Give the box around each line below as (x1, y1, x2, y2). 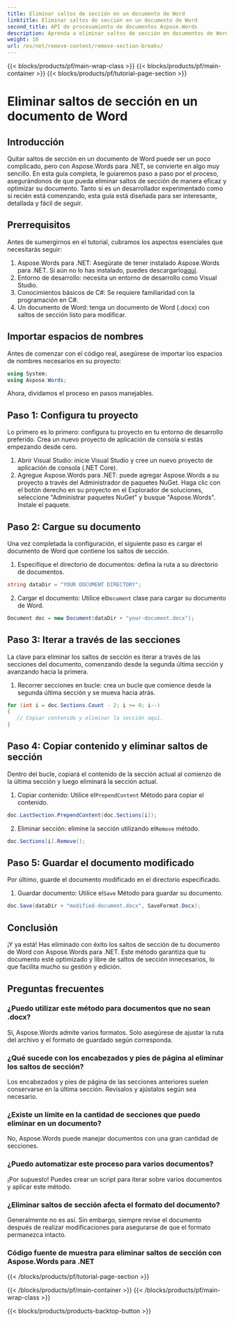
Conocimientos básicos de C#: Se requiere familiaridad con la (17, 288, 195, 296)
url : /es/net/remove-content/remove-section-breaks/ (7, 43, 164, 50)
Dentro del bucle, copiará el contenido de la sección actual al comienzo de (7, 770, 221, 778)
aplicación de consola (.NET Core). (17, 464, 118, 472)
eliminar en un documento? (7, 1118, 102, 1128)
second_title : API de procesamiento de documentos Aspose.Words (7, 23, 198, 30)
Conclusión (7, 922, 58, 934)
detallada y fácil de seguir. (7, 199, 83, 207)
